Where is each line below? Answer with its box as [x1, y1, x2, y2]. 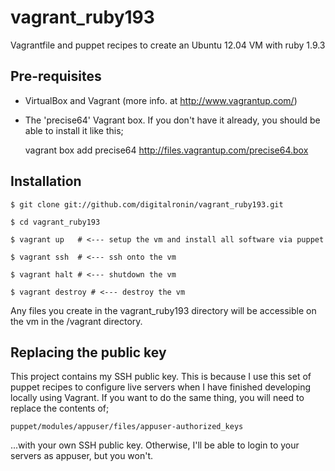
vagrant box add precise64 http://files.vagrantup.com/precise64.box [24, 144, 309, 156]
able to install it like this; [24, 124, 124, 136]
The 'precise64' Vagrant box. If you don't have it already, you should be [24, 114, 321, 126]
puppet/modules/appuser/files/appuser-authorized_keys [10, 422, 244, 432]
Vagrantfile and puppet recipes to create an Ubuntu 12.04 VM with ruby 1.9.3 [10, 39, 326, 51]
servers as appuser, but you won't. [10, 450, 154, 462]
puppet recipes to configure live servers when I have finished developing [10, 381, 312, 393]
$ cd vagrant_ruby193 [10, 217, 101, 227]
